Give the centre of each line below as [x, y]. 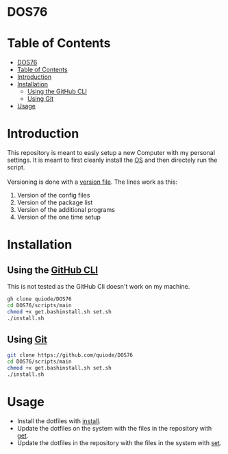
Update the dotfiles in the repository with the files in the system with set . [119, 442]
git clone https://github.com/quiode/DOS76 [70, 355]
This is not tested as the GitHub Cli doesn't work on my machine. [99, 287]
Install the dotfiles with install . [59, 421]
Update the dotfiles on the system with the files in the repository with [114, 428]
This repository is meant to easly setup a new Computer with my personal [111, 153]
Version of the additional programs [66, 210]
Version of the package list [55, 202]
